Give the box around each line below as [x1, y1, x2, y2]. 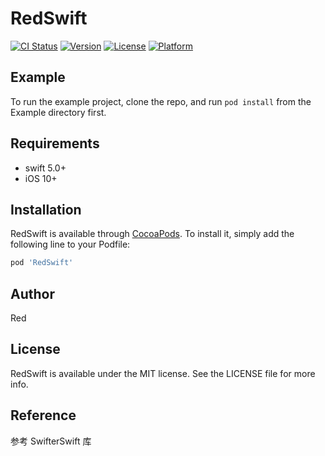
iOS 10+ [24, 172, 58, 184]
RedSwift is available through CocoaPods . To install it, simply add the [10, 228, 295, 240]
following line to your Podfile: [10, 238, 131, 251]
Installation [10, 201, 82, 218]
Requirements [10, 135, 100, 152]
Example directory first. [10, 106, 107, 118]
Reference [10, 407, 77, 424]
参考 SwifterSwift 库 [10, 435, 92, 447]
